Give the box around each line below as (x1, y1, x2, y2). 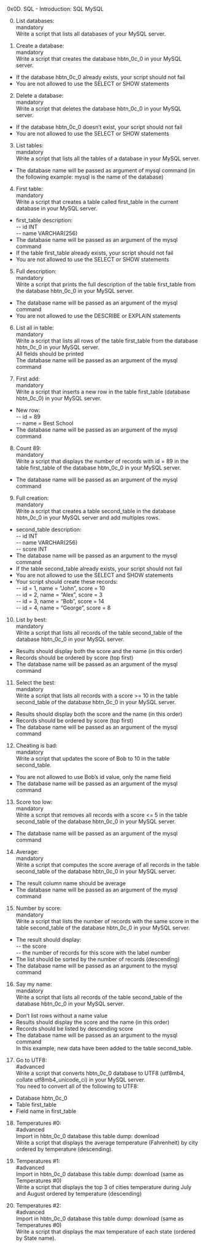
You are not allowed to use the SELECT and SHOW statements (15, 572, 174, 579)
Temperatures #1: (15, 1157, 61, 1165)
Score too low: (15, 798, 53, 805)
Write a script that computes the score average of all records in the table (15, 861, 200, 868)
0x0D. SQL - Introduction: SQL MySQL (7, 6, 104, 12)
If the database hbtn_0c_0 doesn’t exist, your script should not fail (15, 123, 183, 131)
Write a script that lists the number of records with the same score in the (15, 918, 199, 924)
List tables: (15, 142, 44, 149)
